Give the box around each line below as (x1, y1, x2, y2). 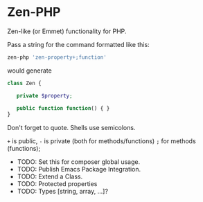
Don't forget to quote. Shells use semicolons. (7, 124, 136, 132)
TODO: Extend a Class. (17, 172, 83, 181)
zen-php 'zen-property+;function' (7, 53, 107, 61)
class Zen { (7, 80, 42, 86)
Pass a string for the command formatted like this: (7, 40, 150, 48)
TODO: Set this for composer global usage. (17, 158, 141, 166)
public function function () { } (16, 104, 110, 111)
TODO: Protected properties (17, 180, 98, 188)
